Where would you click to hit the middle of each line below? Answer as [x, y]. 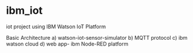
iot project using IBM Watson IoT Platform [56, 26]
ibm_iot [24, 11]
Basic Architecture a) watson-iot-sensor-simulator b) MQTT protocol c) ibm [97, 37]
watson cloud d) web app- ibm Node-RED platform [67, 44]
